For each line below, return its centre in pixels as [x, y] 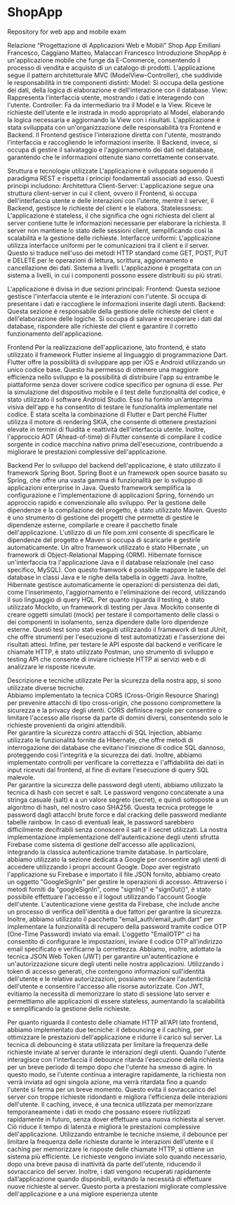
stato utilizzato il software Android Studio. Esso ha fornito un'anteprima [110, 399]
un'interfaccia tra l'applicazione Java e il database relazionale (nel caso [110, 562]
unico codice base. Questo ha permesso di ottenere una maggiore [103, 369]
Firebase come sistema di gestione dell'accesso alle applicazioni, [102, 844]
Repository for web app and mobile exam [67, 32]
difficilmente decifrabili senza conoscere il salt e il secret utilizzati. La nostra [117, 829]
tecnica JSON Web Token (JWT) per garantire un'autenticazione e [103, 956]
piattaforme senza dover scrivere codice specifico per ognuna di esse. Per [115, 384]
